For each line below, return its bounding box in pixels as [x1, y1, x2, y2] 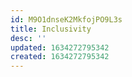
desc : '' [10, 33, 47, 43]
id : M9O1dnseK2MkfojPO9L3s [10, 14, 123, 25]
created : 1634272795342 [10, 52, 110, 62]
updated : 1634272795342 [10, 42, 110, 53]
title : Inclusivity [10, 24, 92, 34]
